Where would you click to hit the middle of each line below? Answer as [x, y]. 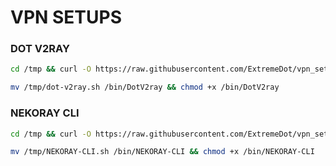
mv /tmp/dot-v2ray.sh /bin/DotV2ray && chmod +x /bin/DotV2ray [145, 87]
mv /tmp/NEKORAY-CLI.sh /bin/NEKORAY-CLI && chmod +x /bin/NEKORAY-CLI [162, 152]
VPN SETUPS [66, 17]
